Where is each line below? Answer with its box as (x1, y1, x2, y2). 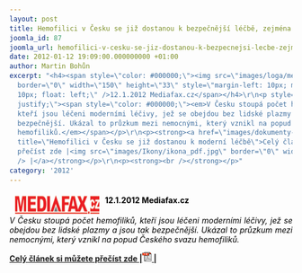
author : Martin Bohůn (9, 62, 91, 71)
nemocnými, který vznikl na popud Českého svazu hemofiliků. (9, 233, 240, 244)
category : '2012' (9, 166, 75, 175)
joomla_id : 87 (9, 33, 63, 42)
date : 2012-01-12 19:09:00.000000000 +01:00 (9, 52, 179, 62)
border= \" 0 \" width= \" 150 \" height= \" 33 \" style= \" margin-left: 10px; (17, 81, 288, 90)
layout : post (9, 14, 58, 23)
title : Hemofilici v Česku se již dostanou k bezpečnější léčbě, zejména (9, 23, 292, 33)
